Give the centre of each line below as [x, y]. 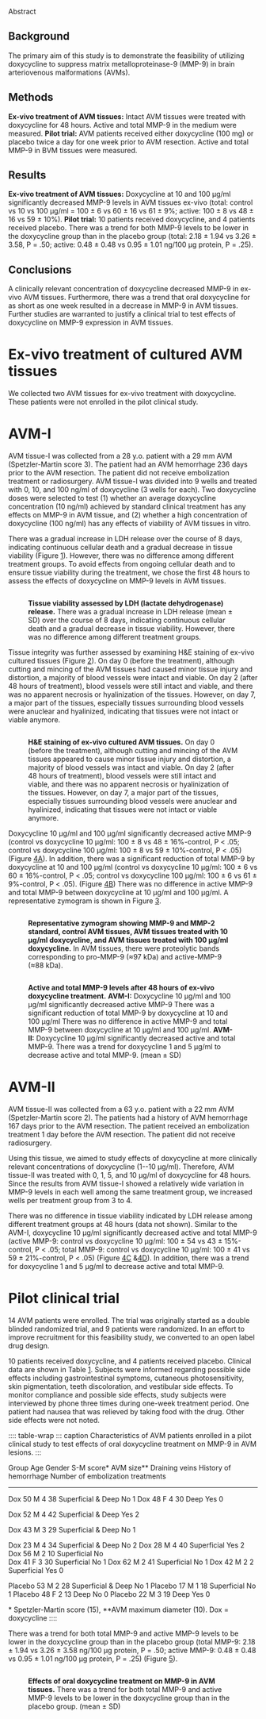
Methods [31, 97]
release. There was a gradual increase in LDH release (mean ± [131, 612]
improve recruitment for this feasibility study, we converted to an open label [131, 1337]
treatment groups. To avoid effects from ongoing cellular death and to [122, 564]
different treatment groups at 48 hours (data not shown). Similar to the [123, 1225]
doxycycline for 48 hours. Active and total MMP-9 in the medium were [123, 125]
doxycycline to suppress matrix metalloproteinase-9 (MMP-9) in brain [122, 63]
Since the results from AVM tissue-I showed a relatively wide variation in [126, 1184]
